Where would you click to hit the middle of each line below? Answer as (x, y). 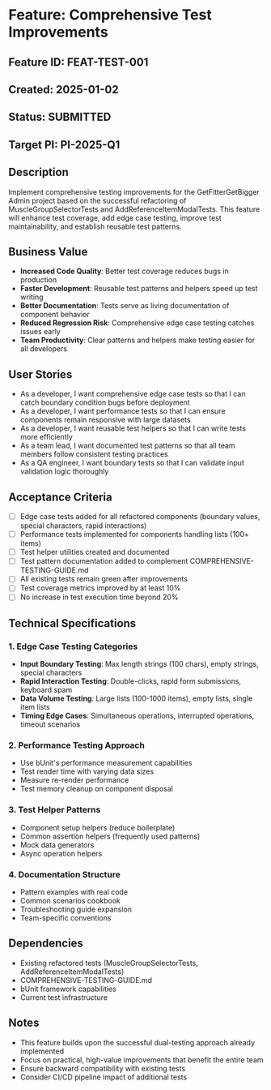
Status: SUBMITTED (60, 117)
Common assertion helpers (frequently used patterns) (110, 836)
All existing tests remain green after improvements (104, 579)
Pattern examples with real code (74, 892)
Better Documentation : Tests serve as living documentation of (125, 306)
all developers (43, 349)
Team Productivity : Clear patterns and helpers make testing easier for (138, 340)
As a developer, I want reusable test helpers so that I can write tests (133, 428)
